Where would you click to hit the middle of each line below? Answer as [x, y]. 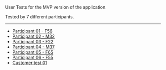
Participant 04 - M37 [34, 47]
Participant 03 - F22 [33, 41]
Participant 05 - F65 [33, 52]
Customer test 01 [30, 63]
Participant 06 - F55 [33, 57]
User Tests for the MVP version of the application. [56, 7]
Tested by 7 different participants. [40, 17]
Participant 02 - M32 [34, 36]
